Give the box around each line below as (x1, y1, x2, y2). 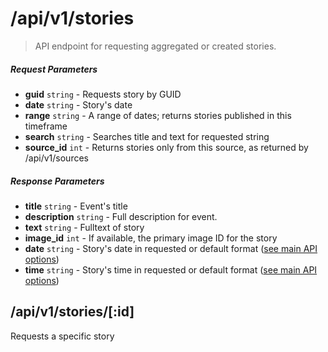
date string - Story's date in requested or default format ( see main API (24, 242, 318, 254)
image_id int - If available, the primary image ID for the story (24, 232, 278, 244)
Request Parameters (10, 63, 98, 75)
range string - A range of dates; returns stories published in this (24, 109, 292, 121)
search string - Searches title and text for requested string (24, 130, 270, 142)
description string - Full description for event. (24, 210, 218, 222)
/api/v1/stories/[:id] (10, 303, 135, 321)
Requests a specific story (10, 330, 115, 342)
